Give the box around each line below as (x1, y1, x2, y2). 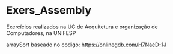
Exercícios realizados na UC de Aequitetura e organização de (6, 23, 158, 30)
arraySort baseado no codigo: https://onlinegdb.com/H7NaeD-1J (6, 41, 167, 48)
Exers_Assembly (6, 4, 92, 17)
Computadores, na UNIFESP (6, 29, 76, 36)
